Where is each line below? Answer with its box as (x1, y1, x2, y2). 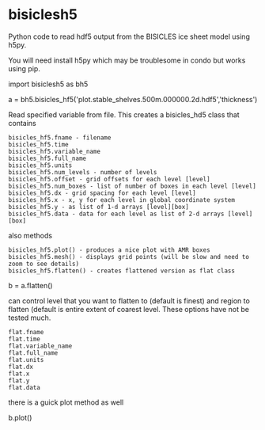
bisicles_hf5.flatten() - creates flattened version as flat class (8, 267, 236, 275)
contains (8, 118, 37, 127)
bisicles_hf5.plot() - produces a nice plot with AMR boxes (8, 245, 211, 254)
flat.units (8, 356, 44, 363)
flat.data (8, 383, 41, 391)
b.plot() (8, 413, 32, 422)
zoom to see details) (8, 260, 80, 268)
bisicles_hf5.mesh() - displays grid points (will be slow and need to (8, 253, 249, 261)
